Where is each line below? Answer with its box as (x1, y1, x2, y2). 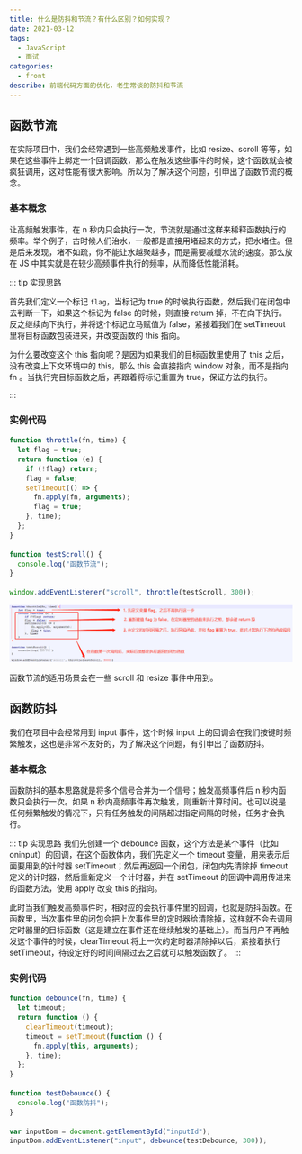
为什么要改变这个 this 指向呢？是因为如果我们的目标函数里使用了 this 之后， (9, 349, 289, 359)
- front (17, 72, 47, 81)
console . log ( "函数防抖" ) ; (17, 1098, 110, 1107)
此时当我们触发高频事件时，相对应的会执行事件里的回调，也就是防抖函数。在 (9, 902, 293, 913)
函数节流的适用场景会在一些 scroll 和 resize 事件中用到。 (9, 672, 218, 683)
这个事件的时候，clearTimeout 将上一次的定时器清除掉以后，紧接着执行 (16, 936, 281, 947)
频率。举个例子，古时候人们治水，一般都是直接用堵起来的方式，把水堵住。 (9, 235, 285, 246)
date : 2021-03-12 (9, 23, 75, 33)
